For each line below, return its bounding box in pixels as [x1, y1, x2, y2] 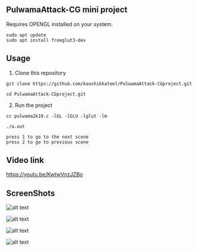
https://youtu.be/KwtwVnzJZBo [6, 171, 83, 178]
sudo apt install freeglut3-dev [6, 37, 86, 43]
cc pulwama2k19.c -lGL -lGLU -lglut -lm [6, 113, 108, 119]
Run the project [14, 101, 53, 109]
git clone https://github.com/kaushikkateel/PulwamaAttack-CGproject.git [6, 80, 193, 87]
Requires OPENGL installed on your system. [6, 20, 113, 27]
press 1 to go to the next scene [6, 134, 89, 140]
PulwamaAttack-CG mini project [6, 5, 127, 15]
